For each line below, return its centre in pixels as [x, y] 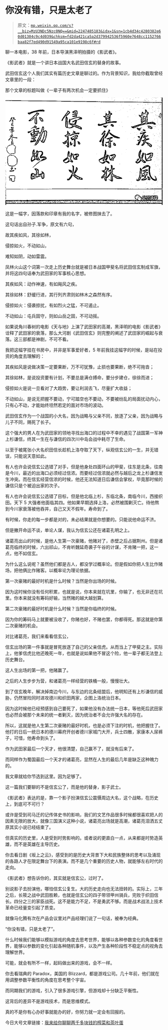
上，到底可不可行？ [25, 804]
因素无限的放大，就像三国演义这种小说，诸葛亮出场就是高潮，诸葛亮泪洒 [79, 821]
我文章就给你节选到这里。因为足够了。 [44, 776]
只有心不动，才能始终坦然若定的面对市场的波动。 [55, 405]
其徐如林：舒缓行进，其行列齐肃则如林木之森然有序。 [60, 295]
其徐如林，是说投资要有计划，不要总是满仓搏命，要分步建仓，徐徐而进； [79, 378]
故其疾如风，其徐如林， [29, 235]
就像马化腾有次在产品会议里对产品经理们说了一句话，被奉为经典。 [73, 918]
